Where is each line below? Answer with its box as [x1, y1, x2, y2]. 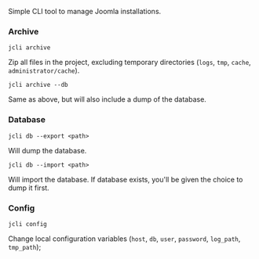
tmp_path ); [8, 242, 42, 251]
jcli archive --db [8, 81, 68, 89]
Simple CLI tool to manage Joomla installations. [8, 7, 162, 16]
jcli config [8, 220, 47, 228]
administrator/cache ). [8, 66, 80, 75]
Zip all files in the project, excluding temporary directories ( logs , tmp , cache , [8, 58, 251, 67]
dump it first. [8, 183, 49, 192]
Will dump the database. [8, 146, 87, 155]
